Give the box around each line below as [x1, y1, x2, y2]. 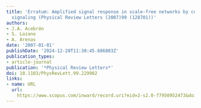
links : [6, 76, 23, 82]
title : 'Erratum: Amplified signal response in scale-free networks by [6, 8, 188, 15]
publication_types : [6, 53, 55, 59]
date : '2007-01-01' [6, 43, 55, 49]
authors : [6, 20, 28, 26]
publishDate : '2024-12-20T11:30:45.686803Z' [6, 48, 119, 54]
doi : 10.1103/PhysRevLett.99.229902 [6, 70, 98, 76]
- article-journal [6, 59, 52, 65]
